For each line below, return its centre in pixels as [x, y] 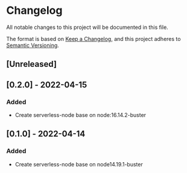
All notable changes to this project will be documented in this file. [87, 27]
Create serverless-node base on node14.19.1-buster [79, 164]
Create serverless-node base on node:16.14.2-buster [81, 115]
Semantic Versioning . [33, 45]
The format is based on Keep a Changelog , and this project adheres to [93, 39]
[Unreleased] [32, 64]
